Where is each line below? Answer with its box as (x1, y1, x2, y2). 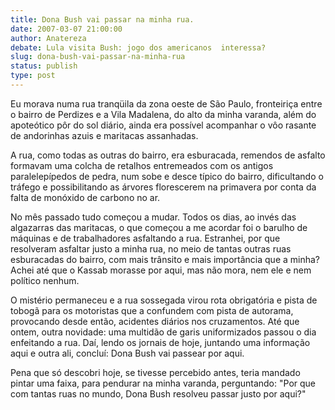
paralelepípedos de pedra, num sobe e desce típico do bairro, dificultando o (10, 170, 324, 182)
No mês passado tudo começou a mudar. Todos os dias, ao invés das (10, 211, 297, 223)
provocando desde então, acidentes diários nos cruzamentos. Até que (10, 315, 300, 327)
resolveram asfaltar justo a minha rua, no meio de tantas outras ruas (10, 242, 292, 255)
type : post (10, 71, 56, 81)
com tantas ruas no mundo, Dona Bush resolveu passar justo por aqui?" (10, 387, 307, 400)
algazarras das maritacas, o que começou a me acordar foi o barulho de (10, 221, 308, 233)
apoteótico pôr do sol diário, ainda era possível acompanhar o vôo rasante (10, 119, 317, 131)
